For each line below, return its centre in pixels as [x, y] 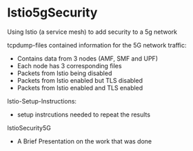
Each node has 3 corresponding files [69, 66]
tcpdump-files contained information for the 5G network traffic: [97, 45]
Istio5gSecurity [52, 13]
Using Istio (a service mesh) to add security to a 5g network [92, 32]
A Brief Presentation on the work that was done [84, 141]
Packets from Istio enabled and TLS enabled [80, 88]
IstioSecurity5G [29, 128]
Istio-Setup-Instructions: [42, 101]
